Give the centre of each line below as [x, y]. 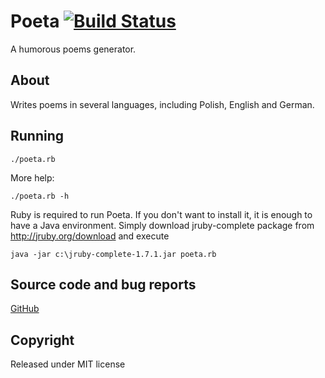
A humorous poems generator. [73, 49]
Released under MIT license [68, 364]
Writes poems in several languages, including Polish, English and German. [162, 104]
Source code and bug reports [103, 284]
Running [37, 136]
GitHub [25, 309]
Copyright [42, 340]
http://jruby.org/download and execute [90, 236]
